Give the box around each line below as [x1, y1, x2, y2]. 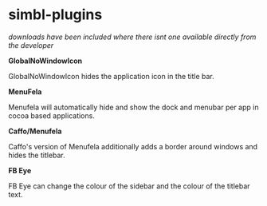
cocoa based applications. [8, 110, 96, 121]
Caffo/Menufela [8, 126, 62, 136]
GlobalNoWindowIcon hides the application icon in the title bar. [8, 71, 215, 81]
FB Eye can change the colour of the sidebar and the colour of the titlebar [8, 181, 250, 191]
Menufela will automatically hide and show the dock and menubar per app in [8, 102, 259, 112]
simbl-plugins [8, 6, 103, 24]
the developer [8, 40, 54, 50]
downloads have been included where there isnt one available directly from [8, 32, 257, 42]
